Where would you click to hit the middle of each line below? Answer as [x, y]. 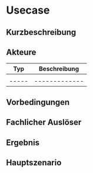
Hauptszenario [34, 163]
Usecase [28, 10]
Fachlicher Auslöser [44, 122]
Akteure [21, 52]
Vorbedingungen [38, 102]
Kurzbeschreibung [41, 32]
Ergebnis [23, 142]
